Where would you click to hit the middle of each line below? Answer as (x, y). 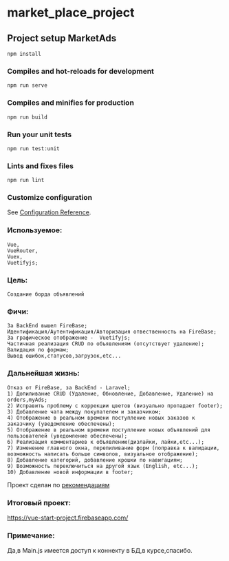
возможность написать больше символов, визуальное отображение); (102, 454)
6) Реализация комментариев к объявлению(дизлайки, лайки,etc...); (106, 442)
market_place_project (71, 13)
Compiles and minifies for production (70, 103)
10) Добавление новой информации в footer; (70, 472)
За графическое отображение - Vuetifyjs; (69, 338)
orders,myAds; (28, 400)
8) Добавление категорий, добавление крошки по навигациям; (95, 460)
